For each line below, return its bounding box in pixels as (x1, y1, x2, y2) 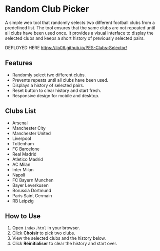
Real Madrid (12, 151, 37, 157)
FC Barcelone (12, 146, 40, 152)
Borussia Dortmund (12, 187, 51, 193)
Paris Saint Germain (12, 192, 52, 199)
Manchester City (12, 125, 46, 131)
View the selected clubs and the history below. (12, 235, 106, 241)
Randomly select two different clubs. (12, 72, 86, 78)
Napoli (12, 172, 25, 178)
